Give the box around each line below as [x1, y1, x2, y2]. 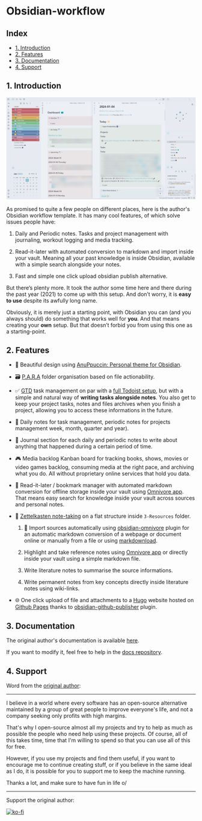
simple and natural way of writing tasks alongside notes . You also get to [14, 394, 196, 401]
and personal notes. [14, 501, 65, 508]
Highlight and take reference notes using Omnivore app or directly [23, 549, 188, 556]
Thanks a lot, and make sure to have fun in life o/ [6, 779, 127, 786]
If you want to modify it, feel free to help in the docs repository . [6, 649, 162, 656]
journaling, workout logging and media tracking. [14, 236, 134, 244]
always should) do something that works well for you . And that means [6, 315, 180, 322]
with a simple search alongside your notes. [14, 260, 121, 268]
